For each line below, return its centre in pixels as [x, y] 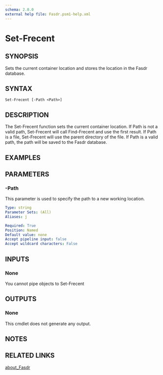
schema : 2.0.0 [20, 10]
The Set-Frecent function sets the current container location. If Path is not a [81, 127]
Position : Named [22, 230]
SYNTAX [19, 88]
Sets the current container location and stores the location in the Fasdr [76, 68]
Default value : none [26, 235]
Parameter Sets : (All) [28, 212]
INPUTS [17, 259]
